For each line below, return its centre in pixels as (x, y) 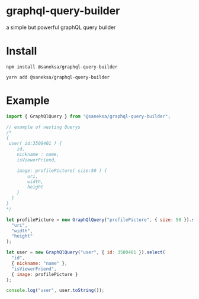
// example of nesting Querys (44, 127)
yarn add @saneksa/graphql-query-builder (58, 77)
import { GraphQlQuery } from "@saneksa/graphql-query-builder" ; (88, 116)
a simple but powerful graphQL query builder (61, 27)
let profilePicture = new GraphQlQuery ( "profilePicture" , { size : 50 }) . (99, 220)
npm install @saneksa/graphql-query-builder (62, 67)
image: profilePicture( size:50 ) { (62, 170)
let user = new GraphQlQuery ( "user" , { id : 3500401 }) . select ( (86, 252)
